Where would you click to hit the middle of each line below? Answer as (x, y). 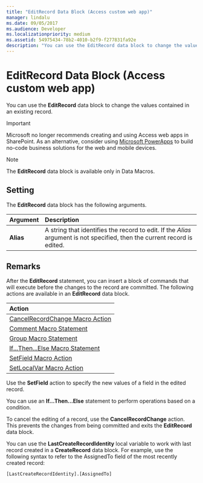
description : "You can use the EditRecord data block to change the (94, 46)
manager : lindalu (28, 18)
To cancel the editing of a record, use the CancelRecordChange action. (96, 419)
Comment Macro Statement (48, 329)
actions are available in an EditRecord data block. (68, 294)
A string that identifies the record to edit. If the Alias (118, 230)
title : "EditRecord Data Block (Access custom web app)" (79, 12)
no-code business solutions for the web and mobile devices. (82, 147)
